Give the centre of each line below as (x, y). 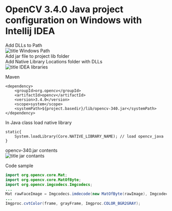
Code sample (19, 166)
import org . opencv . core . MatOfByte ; (43, 180)
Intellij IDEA (30, 31)
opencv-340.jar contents (31, 150)
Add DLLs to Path (24, 45)
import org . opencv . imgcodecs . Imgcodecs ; (49, 184)
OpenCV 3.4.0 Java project (64, 9)
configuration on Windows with (74, 20)
